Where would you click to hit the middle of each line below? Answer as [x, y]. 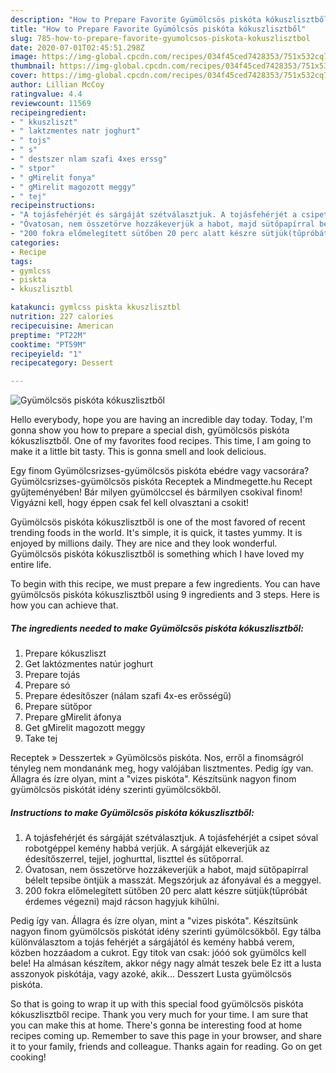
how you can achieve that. [64, 605]
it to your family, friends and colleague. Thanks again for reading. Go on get [166, 1047]
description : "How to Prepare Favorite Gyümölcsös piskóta [136, 19]
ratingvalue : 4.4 [46, 94]
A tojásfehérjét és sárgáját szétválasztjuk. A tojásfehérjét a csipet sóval [171, 838]
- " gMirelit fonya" [53, 177]
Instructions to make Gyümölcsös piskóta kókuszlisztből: [132, 812]
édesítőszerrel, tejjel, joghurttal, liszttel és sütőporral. [134, 859]
